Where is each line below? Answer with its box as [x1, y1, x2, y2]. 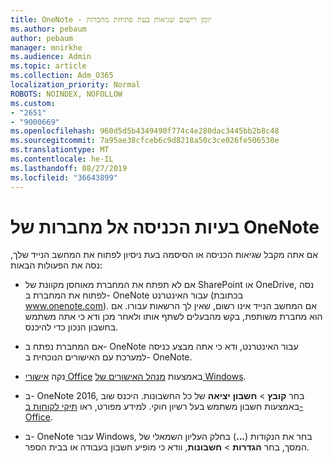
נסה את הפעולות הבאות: [10, 259, 103, 271]
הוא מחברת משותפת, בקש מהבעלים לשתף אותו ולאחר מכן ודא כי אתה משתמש [24, 311, 323, 323]
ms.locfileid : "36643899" [10, 172, 118, 183]
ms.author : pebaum [10, 24, 87, 34]
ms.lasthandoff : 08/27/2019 [10, 163, 128, 173]
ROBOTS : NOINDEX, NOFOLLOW [10, 89, 123, 99]
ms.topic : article [10, 61, 87, 71]
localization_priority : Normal [10, 80, 141, 90]
